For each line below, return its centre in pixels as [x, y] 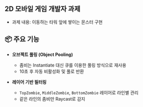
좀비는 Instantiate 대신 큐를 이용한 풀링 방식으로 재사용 [73, 65]
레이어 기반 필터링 [29, 82]
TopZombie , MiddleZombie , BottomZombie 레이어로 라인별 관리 [79, 92]
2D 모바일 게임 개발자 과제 [42, 9]
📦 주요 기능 [22, 39]
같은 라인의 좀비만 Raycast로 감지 [52, 98]
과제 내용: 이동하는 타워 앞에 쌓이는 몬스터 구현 [57, 22]
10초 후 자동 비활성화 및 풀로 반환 [52, 71]
